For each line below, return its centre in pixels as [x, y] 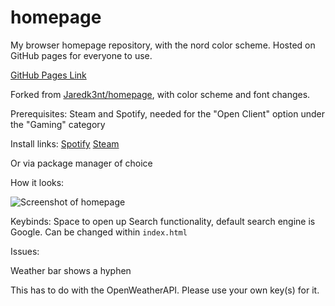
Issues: [25, 251]
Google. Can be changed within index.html [99, 232]
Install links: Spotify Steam [65, 143]
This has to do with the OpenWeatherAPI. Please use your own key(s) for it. [165, 290]
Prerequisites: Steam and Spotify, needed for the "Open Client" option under [168, 113]
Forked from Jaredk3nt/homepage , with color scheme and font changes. [160, 94]
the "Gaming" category [58, 124]
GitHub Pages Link [48, 75]
